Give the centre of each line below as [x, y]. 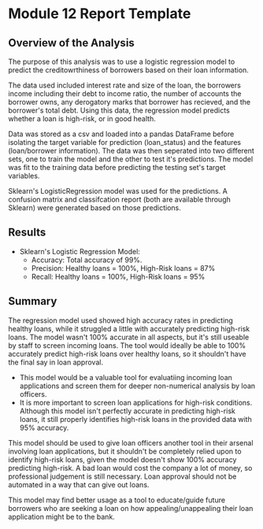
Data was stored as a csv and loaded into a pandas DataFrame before [121, 134]
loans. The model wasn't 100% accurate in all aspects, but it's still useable [129, 337]
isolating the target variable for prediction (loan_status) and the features [125, 142]
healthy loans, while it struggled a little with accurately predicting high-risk [129, 328]
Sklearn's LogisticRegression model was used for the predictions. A [118, 191]
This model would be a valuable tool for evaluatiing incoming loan [126, 377]
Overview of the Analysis [72, 43]
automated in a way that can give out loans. [79, 484]
